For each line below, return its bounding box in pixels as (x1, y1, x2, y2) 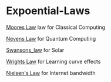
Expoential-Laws (6, 4, 90, 18)
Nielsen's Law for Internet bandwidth (6, 69, 96, 76)
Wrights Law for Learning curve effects (6, 58, 101, 65)
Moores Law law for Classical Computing (6, 24, 106, 31)
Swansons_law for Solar (6, 46, 65, 54)
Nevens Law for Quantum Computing (6, 35, 96, 42)
